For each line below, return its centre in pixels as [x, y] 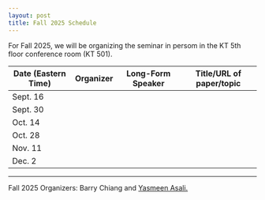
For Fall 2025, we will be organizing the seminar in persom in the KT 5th [125, 45]
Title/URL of [218, 74]
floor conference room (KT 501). [60, 54]
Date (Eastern [39, 74]
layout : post [30, 15]
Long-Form [148, 74]
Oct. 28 [26, 135]
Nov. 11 [27, 148]
